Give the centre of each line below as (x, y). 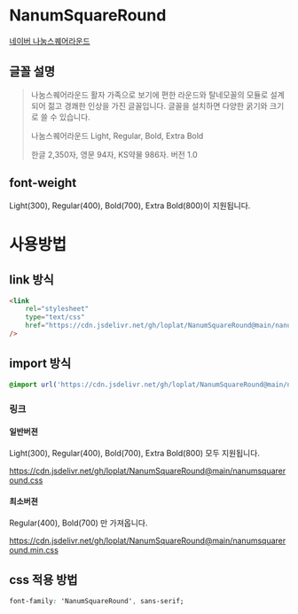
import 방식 (40, 364)
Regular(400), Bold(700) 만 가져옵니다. (78, 523)
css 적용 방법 (43, 580)
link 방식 (32, 280)
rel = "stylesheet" (57, 309)
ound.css (26, 480)
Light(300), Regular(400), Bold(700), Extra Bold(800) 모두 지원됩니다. (134, 453)
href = (35, 326)
